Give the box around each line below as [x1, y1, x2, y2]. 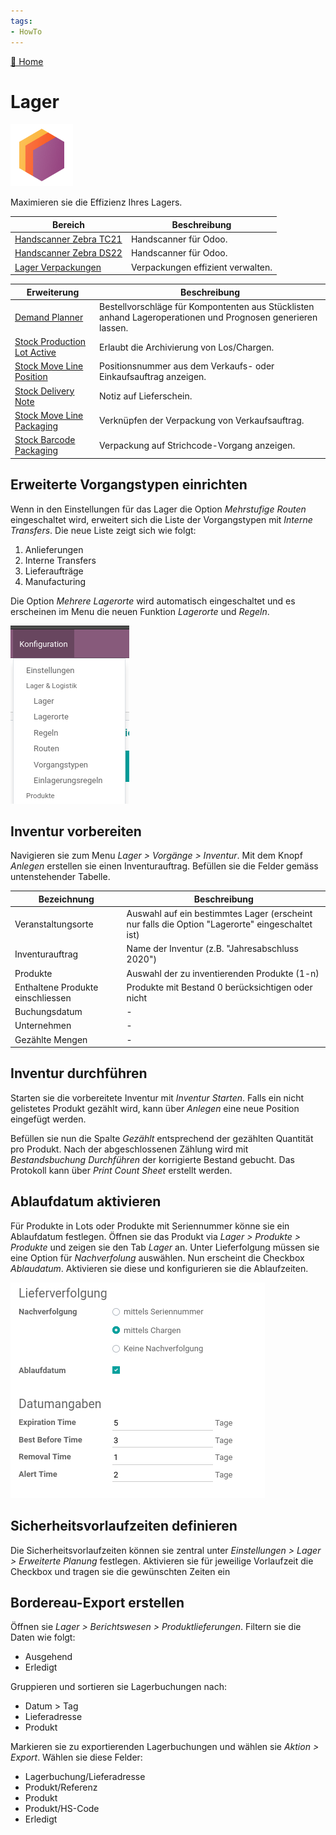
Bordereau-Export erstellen [10, 1594, 185, 1611]
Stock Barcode [14, 434, 76, 446]
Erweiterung [26, 286, 80, 298]
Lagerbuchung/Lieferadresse [24, 1771, 146, 1783]
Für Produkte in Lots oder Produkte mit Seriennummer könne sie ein [10, 1220, 290, 1232]
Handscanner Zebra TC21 [14, 233, 123, 245]
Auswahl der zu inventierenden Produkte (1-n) [126, 967, 320, 979]
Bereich [51, 218, 85, 230]
